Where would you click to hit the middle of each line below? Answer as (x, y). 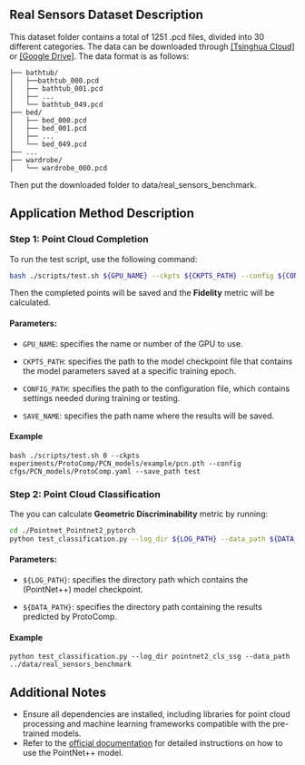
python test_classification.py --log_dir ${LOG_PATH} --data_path (138, 539)
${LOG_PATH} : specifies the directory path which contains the (135, 580)
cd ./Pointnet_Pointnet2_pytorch (73, 531)
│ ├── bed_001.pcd (49, 128)
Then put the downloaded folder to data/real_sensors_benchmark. (133, 184)
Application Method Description (102, 214)
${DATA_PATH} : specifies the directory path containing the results (143, 607)
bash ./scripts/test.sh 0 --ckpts (75, 456)
